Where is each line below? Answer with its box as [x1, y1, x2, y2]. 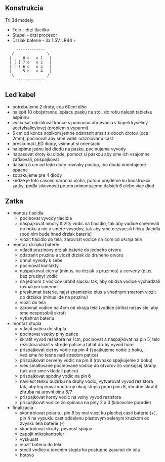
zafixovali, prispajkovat [12, 156, 59, 162]
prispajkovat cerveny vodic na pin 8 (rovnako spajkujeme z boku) [19, 358, 153, 363]
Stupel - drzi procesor [12, 32, 58, 38]
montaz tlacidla [12, 210, 43, 216]
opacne [12, 167, 28, 173]
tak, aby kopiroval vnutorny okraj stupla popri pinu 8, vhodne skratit [19, 384, 158, 390]
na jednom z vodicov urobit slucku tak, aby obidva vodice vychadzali [19, 278, 160, 284]
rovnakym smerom [19, 284, 58, 290]
